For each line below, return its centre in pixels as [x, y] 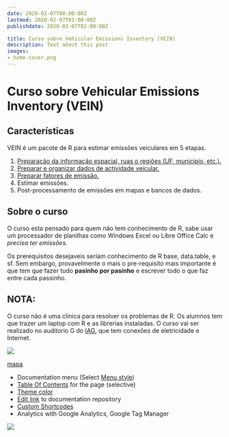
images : [18, 51]
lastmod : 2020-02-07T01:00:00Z [52, 20]
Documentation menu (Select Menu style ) [76, 377]
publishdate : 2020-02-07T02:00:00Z [58, 26]
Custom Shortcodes [45, 406]
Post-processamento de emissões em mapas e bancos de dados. [109, 190]
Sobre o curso [38, 212]
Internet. [19, 338]
